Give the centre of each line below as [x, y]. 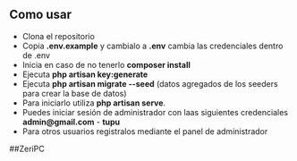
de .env [36, 55]
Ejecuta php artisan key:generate [85, 74]
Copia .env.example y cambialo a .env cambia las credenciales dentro [153, 46]
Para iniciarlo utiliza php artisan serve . [94, 103]
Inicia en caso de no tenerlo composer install [106, 64]
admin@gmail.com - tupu [71, 122]
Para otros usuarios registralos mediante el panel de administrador [145, 131]
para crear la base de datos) [74, 93]
